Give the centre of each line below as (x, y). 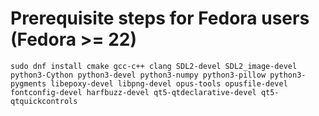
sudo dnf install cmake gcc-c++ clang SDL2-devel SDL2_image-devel (154, 66)
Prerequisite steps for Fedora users (160, 18)
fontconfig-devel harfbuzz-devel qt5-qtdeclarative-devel (133, 92)
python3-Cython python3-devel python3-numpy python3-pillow (138, 75)
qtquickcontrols (44, 101)
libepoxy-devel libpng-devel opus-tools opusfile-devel (169, 83)
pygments (28, 83)
